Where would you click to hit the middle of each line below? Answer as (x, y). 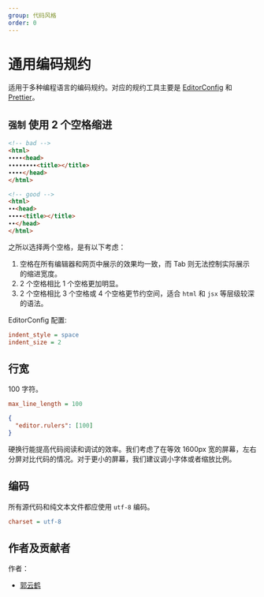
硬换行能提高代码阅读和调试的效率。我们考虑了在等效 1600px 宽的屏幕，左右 (132, 449)
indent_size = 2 (35, 342)
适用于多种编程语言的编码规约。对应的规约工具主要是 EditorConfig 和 (120, 88)
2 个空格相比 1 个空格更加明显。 (71, 283)
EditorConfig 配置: (37, 319)
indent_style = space (44, 335)
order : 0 (22, 23)
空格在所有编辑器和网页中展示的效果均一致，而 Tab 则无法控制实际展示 (135, 263)
